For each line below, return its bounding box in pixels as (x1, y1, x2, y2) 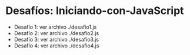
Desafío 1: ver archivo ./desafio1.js (14, 23, 97, 30)
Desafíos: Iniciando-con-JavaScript (5, 4, 184, 18)
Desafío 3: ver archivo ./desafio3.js (14, 36, 99, 43)
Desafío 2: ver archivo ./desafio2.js (14, 29, 99, 36)
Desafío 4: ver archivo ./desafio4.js (14, 42, 99, 49)
